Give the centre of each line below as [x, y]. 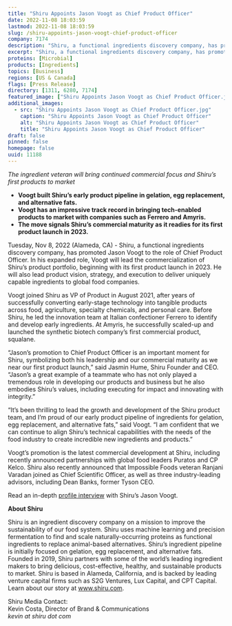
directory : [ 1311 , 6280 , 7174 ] [53, 90]
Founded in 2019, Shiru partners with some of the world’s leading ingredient [115, 558]
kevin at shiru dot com [40, 616]
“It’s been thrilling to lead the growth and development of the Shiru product [114, 410]
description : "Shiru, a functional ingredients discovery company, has [113, 46]
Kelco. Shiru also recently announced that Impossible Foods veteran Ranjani [115, 467]
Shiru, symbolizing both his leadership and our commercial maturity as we [113, 360]
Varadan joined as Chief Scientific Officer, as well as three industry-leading [114, 474]
